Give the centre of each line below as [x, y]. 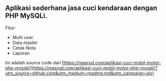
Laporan [21, 53]
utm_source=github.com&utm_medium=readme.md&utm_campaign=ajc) [80, 73]
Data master [25, 42]
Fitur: [10, 28]
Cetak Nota [24, 48]
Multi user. [23, 37]
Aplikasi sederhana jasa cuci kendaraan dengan [81, 8]
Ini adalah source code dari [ [34, 62]
